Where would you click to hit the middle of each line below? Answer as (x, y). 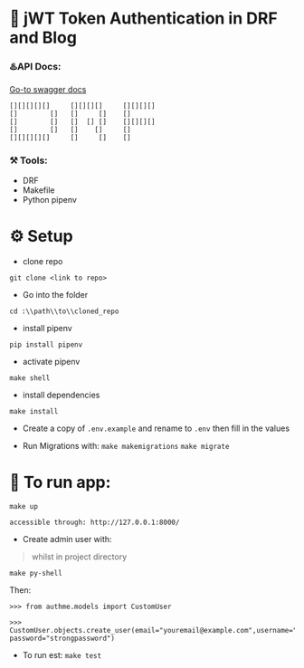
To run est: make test (62, 654)
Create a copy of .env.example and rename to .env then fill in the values (156, 428)
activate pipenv (51, 361)
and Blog (43, 38)
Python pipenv (49, 199)
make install (34, 411)
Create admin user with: (67, 539)
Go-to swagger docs (48, 90)
